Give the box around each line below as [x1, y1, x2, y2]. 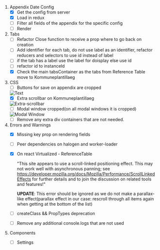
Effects [16, 176, 32, 182]
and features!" [16, 181, 46, 187]
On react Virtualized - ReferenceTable [16, 151, 93, 157]
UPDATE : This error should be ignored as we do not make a [16, 191, 136, 196]
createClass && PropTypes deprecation [16, 211, 96, 216]
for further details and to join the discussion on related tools [32, 176, 152, 182]
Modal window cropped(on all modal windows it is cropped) [16, 106, 137, 111]
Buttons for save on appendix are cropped [16, 85, 102, 90]
